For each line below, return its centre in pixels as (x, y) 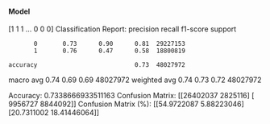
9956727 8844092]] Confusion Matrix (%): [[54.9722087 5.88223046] (126, 104)
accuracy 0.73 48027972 (97, 65)
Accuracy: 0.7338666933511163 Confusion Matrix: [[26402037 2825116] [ (131, 96)
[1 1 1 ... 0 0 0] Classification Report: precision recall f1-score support (123, 29)
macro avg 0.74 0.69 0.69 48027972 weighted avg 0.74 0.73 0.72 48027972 (135, 80)
